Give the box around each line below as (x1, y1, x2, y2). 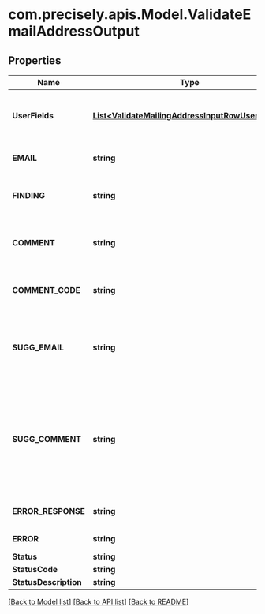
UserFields (12, 110, 54, 121)
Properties (8, 54, 62, 67)
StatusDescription (12, 577, 82, 587)
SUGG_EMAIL (12, 342, 65, 353)
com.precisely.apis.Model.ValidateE (8, 6, 252, 24)
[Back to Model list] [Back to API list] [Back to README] (8, 597, 189, 606)
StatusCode (12, 564, 58, 575)
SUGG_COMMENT (12, 434, 81, 444)
